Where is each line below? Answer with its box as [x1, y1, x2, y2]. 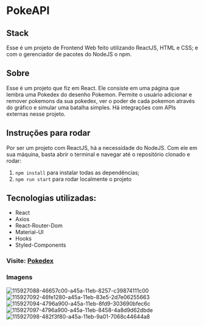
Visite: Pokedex [6, 257, 54, 265]
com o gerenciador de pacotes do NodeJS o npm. [6, 51, 132, 58]
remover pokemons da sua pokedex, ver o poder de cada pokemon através [6, 97, 195, 104]
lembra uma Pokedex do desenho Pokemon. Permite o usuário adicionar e [6, 91, 192, 98]
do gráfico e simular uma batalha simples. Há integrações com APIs [6, 104, 177, 111]
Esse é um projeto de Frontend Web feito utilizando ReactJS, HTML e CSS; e [6, 44, 199, 51]
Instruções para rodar [6, 128, 91, 138]
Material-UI [15, 229, 44, 236]
